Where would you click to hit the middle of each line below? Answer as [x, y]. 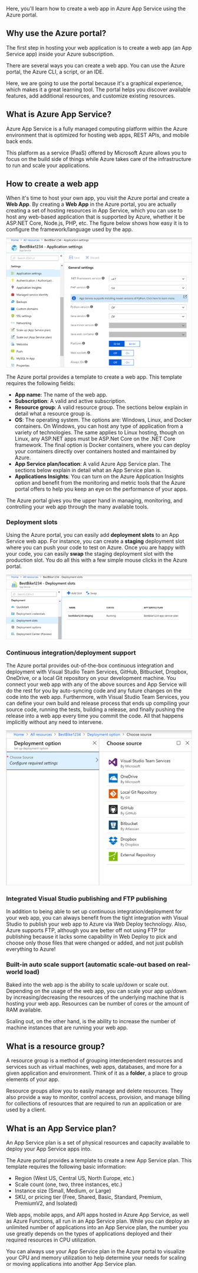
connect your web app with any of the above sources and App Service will [96, 684]
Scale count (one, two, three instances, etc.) [68, 1185]
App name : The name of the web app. [61, 394]
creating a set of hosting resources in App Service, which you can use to [94, 211]
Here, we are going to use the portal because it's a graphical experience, [95, 83]
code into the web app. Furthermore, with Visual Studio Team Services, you [98, 697]
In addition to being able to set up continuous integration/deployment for [94, 911]
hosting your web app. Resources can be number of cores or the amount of [98, 1004]
